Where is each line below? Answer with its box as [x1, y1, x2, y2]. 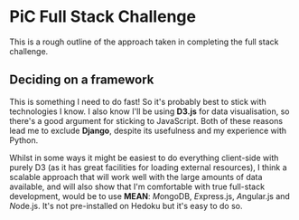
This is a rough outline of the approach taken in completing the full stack [9, 36, 279, 47]
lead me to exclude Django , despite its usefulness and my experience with [9, 125, 287, 136]
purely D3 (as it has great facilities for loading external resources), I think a [9, 161, 287, 173]
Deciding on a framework [9, 72, 154, 88]
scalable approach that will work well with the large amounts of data [9, 171, 263, 182]
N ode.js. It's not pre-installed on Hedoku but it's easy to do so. [9, 200, 243, 211]
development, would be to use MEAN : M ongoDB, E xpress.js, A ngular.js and [9, 190, 291, 201]
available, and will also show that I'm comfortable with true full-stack [9, 181, 265, 192]
